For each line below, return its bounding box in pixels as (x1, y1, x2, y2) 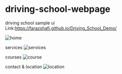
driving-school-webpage (5, 3, 111, 15)
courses (5, 54, 22, 60)
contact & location (5, 64, 42, 70)
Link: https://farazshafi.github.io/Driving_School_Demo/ (5, 25, 117, 31)
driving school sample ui (5, 20, 55, 26)
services (5, 44, 23, 50)
